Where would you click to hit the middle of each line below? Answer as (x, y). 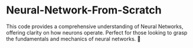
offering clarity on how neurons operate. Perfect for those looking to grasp (97, 32)
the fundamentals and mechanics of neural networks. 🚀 (73, 39)
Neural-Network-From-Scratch (84, 10)
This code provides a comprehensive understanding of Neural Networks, (95, 26)
